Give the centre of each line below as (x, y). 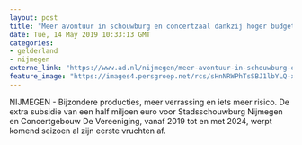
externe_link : (36, 68)
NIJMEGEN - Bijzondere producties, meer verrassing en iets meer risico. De (150, 102)
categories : (31, 43)
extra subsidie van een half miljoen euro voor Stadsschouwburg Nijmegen (146, 111)
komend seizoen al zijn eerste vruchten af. (88, 131)
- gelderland (34, 51)
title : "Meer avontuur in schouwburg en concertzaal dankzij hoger (138, 26)
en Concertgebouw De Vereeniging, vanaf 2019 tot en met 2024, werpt (141, 121)
